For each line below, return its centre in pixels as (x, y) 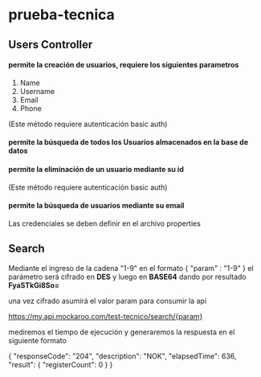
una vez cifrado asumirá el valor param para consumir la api (108, 301)
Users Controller (51, 45)
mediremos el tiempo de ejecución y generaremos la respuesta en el (122, 332)
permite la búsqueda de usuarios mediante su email (96, 206)
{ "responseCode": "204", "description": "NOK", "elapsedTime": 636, (122, 356)
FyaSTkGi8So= (34, 285)
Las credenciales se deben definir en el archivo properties (104, 223)
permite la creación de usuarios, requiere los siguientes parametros (124, 65)
